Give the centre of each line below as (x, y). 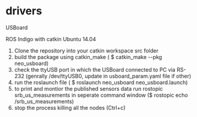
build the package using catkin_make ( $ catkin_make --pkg (88, 57)
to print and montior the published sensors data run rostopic (88, 88)
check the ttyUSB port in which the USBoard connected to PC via (95, 69)
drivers (24, 11)
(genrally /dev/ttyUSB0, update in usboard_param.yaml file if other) (108, 76)
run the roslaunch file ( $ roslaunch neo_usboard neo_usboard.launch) (101, 82)
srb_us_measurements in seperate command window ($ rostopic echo (101, 95)
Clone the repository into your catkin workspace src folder (86, 50)
